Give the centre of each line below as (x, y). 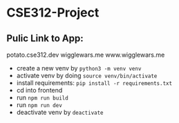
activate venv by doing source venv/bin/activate (87, 75)
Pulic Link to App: (45, 38)
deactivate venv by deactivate (60, 112)
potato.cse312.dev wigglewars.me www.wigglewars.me (86, 55)
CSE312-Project (53, 13)
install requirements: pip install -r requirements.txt (94, 83)
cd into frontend (39, 90)
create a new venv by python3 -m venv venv (79, 68)
